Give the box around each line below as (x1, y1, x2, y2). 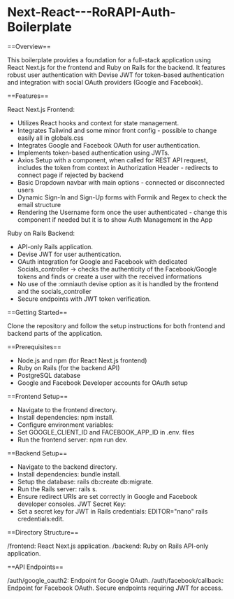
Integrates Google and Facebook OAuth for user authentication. (17, 141, 200, 149)
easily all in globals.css (17, 134, 84, 142)
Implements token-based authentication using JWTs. (17, 148, 170, 157)
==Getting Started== (7, 308, 68, 316)
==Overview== (7, 42, 51, 50)
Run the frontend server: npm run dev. (17, 435, 128, 444)
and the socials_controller (17, 287, 92, 295)
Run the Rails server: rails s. (17, 484, 98, 493)
